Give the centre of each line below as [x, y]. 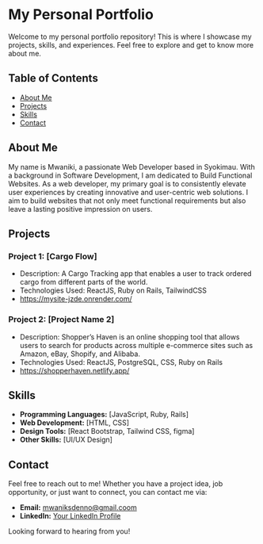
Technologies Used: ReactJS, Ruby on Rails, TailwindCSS [113, 290]
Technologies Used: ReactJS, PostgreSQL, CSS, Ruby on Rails [121, 362]
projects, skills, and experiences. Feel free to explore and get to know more [131, 44]
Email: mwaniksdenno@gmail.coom [78, 508]
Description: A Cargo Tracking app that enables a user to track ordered [135, 274]
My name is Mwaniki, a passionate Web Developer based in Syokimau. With [131, 167]
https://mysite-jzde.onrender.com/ [76, 299]
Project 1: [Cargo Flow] [53, 256]
